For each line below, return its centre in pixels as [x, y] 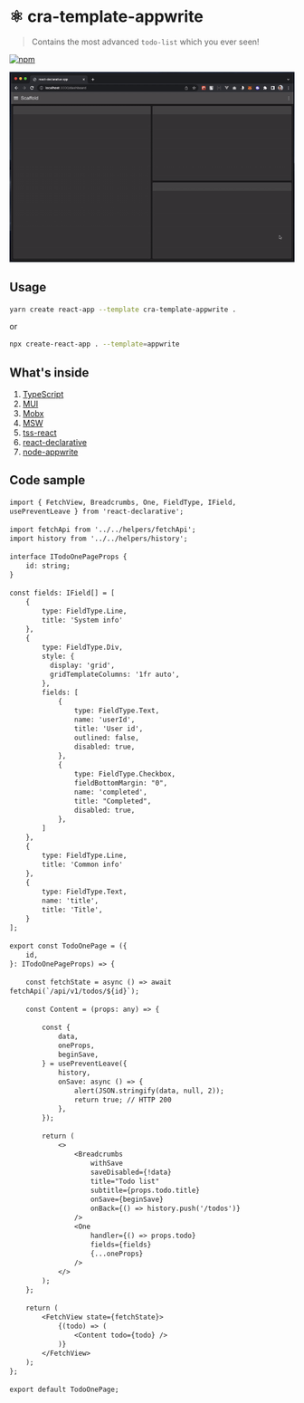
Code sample [47, 480]
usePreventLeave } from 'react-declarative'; [96, 511]
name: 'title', [71, 901]
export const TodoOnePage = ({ [68, 946]
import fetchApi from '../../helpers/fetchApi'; [103, 530]
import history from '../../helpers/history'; [99, 539]
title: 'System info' [83, 620]
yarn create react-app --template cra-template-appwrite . [123, 310]
